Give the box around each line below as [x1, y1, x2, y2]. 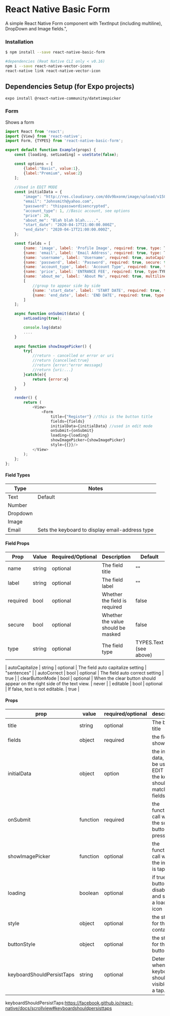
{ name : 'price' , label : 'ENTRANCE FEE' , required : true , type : [23, 269, 160, 274]
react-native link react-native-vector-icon [5, 68, 101, 73]
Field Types [5, 472, 30, 478]
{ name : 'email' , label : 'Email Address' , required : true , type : [23, 250, 162, 255]
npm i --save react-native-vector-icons [5, 63, 92, 69]
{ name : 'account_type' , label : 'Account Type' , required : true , [23, 264, 162, 270]
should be [102, 624, 125, 631]
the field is [102, 597, 127, 604]
